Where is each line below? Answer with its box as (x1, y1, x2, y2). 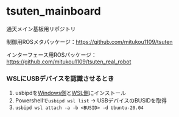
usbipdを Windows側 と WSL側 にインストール (15, 90, 127, 97)
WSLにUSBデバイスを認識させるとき (6, 74, 114, 83)
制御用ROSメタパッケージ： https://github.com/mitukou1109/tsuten (6, 38, 173, 45)
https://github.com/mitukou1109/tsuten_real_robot (6, 58, 132, 65)
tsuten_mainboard (6, 4, 102, 18)
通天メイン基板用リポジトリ (6, 25, 76, 32)
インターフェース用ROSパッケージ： (6, 51, 97, 58)
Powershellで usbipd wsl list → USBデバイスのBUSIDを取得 (15, 97, 167, 104)
